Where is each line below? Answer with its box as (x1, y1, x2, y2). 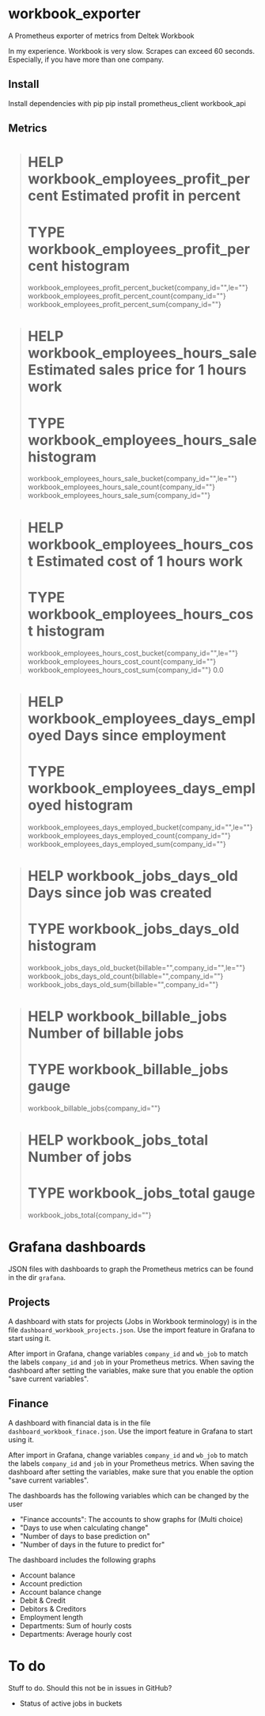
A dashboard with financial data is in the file (8, 1418, 151, 1427)
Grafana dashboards (8, 1238, 146, 1256)
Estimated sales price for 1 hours (27, 361, 247, 379)
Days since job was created (27, 883, 212, 902)
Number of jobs (27, 1148, 132, 1166)
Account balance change (19, 1587, 102, 1596)
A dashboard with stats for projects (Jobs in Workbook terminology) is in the (8, 1316, 257, 1326)
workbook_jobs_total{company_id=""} (27, 1210, 152, 1220)
